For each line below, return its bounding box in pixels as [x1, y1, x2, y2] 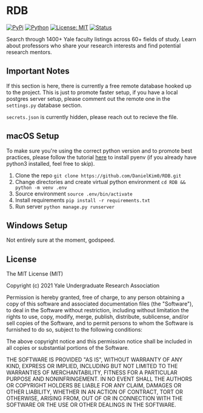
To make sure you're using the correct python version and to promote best [6, 147, 193, 154]
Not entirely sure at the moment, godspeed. [6, 236, 115, 244]
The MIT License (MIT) [6, 270, 64, 278]
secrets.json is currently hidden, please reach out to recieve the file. [6, 113, 179, 120]
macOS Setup [6, 131, 59, 142]
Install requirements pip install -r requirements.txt [15, 196, 150, 203]
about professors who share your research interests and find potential [6, 42, 181, 49]
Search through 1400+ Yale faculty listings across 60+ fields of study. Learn [6, 35, 197, 43]
